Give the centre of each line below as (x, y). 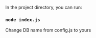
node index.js (23, 20)
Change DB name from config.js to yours (48, 30)
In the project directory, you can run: (44, 7)
